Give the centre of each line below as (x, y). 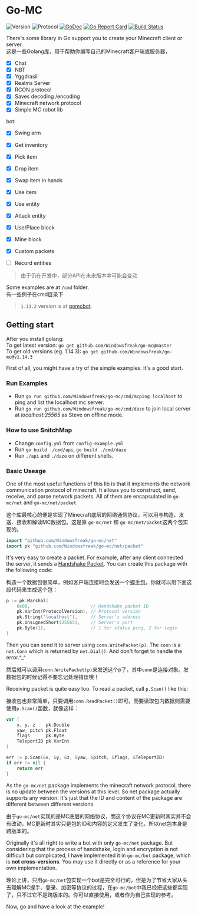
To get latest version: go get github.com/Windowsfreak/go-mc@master (89, 345)
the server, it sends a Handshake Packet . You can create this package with (97, 563)
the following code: (29, 570)
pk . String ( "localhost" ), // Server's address (79, 617)
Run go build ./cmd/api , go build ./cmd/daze (70, 449)
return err (30, 768)
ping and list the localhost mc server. (60, 402)
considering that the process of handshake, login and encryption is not (92, 849)
